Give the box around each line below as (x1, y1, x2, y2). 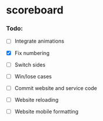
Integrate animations (14, 37, 64, 44)
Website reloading (14, 96, 59, 103)
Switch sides (14, 61, 46, 68)
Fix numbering (14, 49, 50, 56)
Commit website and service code (14, 84, 98, 91)
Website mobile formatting (14, 108, 79, 115)
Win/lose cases (14, 72, 52, 79)
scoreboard (6, 4, 64, 17)
